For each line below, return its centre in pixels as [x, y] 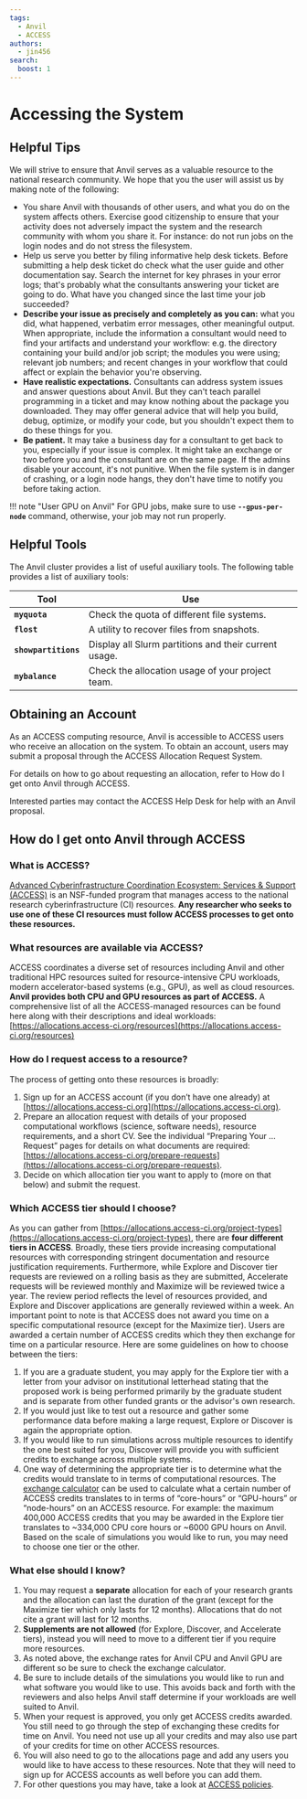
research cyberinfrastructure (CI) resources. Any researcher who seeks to [151, 905]
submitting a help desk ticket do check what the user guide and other [153, 265]
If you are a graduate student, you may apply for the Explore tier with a [156, 1372]
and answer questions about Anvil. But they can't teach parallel [142, 391]
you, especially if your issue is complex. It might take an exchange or [153, 450]
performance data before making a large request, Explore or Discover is [158, 1421]
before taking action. [62, 488]
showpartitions [47, 649]
